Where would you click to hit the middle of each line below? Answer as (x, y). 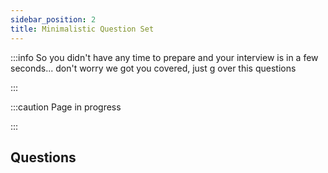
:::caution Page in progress (66, 107)
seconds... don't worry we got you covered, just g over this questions (153, 68)
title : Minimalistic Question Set (82, 29)
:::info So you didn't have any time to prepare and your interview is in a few (164, 57)
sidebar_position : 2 (53, 19)
